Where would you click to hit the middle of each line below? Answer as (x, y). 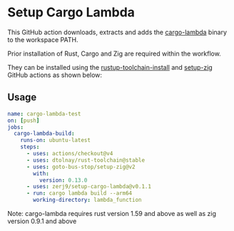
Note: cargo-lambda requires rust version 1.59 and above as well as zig (112, 214)
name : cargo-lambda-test (44, 114)
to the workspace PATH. (43, 39)
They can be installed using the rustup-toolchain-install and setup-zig (110, 67)
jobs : (15, 127)
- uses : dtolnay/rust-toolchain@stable (85, 160)
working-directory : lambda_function (87, 200)
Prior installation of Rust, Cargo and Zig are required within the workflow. (114, 53)
